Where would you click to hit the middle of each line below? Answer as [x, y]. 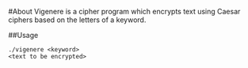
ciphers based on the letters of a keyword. [77, 20]
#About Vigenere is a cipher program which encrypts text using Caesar [124, 11]
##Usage [23, 35]
